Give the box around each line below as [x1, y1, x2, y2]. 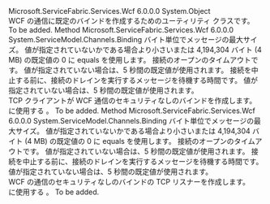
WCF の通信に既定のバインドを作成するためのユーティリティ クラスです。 [8, 16, 255, 25]
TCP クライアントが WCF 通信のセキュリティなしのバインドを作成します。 [8, 96, 257, 105]
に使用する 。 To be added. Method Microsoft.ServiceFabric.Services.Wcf [8, 106, 255, 115]
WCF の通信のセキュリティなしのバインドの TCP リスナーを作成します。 [8, 177, 250, 186]
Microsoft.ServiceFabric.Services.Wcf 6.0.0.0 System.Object [8, 7, 211, 15]
